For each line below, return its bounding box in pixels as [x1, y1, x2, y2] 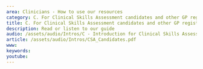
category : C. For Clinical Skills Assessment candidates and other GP [6, 14, 188, 20]
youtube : [6, 53, 28, 59]
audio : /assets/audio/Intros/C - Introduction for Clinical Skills [6, 31, 180, 37]
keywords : [6, 48, 31, 54]
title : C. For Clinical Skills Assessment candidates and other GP [6, 20, 180, 26]
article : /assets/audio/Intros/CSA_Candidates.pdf [6, 37, 137, 43]
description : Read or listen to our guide [6, 25, 115, 32]
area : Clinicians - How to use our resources [6, 8, 123, 15]
